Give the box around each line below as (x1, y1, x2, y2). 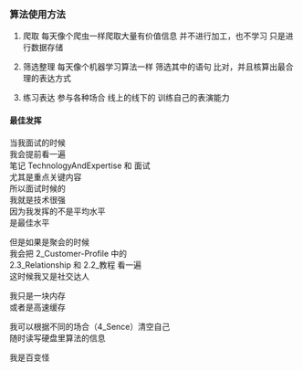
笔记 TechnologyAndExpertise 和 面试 (9, 160, 151, 171)
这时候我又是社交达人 (9, 270, 89, 281)
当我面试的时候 (9, 137, 66, 148)
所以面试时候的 (9, 183, 66, 194)
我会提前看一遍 (9, 148, 66, 159)
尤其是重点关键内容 (9, 171, 82, 182)
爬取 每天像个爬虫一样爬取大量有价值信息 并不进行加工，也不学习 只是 (22, 30, 286, 42)
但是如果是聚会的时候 (9, 236, 89, 248)
